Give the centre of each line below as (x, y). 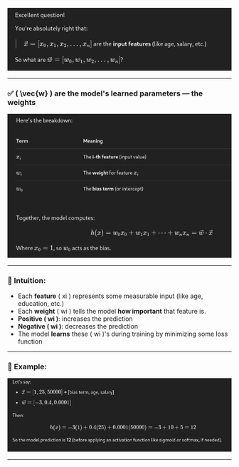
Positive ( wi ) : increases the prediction (75, 319)
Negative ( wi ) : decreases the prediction (78, 326)
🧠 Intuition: (27, 280)
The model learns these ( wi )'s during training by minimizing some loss (123, 334)
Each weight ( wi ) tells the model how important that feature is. (112, 311)
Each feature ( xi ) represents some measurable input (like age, (110, 296)
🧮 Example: (27, 366)
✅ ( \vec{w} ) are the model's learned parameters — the (105, 93)
